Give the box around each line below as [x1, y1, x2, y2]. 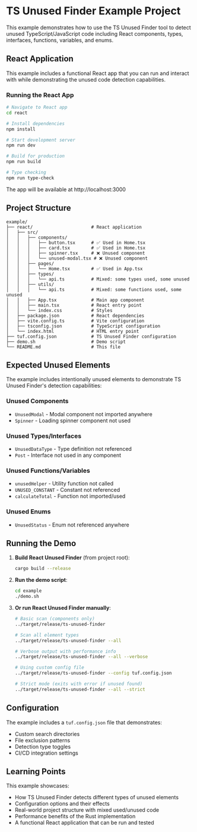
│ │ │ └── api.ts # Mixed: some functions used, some [6, 286, 182, 292]
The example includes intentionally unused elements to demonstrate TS [6, 376, 182, 383]
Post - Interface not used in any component [14, 451, 122, 459]
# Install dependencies [6, 120, 65, 126]
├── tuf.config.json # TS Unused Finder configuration [6, 334, 177, 339]
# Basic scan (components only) [14, 616, 95, 622]
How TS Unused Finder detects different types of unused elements [14, 794, 179, 801]
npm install [6, 126, 36, 132]
